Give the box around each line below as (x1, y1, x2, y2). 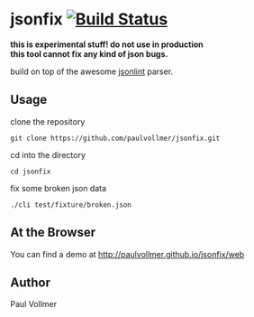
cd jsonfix (10, 167, 51, 176)
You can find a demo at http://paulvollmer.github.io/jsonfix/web (10, 248, 245, 259)
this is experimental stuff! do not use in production (10, 39, 204, 50)
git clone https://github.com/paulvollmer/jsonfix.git (10, 134, 221, 143)
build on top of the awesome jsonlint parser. (10, 66, 174, 77)
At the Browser (10, 225, 96, 240)
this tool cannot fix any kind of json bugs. (10, 48, 168, 59)
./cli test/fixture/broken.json (10, 200, 132, 210)
